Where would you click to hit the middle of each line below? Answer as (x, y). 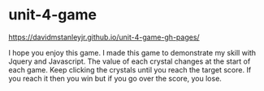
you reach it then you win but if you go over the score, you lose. (115, 78)
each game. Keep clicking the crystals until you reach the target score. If (130, 69)
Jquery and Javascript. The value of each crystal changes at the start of (130, 61)
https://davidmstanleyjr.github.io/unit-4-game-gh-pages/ (104, 37)
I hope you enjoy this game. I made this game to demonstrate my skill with (132, 52)
